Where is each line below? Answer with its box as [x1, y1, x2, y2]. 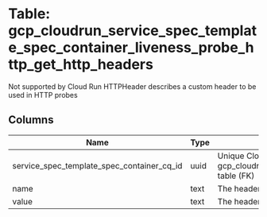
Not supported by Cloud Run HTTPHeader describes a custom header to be [8, 81, 257, 91]
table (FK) [217, 170, 255, 181]
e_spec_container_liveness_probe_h [8, 39, 254, 56]
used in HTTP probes [8, 90, 78, 99]
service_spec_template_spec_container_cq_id [12, 160, 183, 171]
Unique [217, 150, 245, 161]
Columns [8, 113, 54, 127]
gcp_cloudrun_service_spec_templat [8, 21, 257, 40]
